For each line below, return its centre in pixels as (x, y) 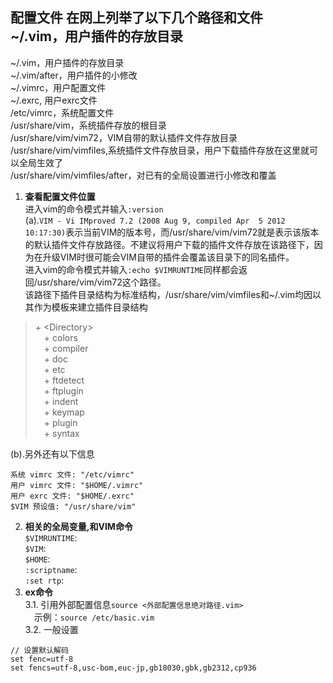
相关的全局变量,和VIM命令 (78, 526)
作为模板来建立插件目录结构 (90, 307)
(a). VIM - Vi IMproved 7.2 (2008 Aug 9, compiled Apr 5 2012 (155, 220)
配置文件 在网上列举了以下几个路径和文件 (136, 18)
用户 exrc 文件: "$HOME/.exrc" (72, 496)
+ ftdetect (64, 380)
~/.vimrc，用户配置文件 (58, 87)
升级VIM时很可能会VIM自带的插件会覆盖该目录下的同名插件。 (168, 257)
